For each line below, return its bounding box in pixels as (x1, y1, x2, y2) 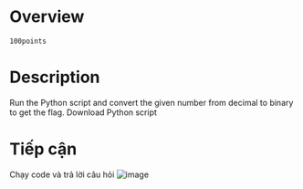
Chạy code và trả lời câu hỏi (9, 169, 115, 180)
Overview (9, 6, 85, 27)
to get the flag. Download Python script (9, 107, 158, 118)
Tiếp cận (9, 139, 78, 160)
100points (9, 37, 47, 46)
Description (9, 67, 100, 88)
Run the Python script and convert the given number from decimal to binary (9, 97, 294, 108)
